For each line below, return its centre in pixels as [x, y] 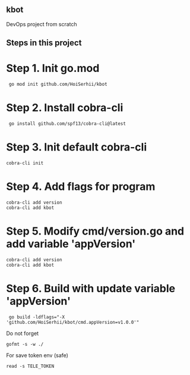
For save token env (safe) [37, 355]
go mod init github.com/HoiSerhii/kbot [58, 85]
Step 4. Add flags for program [81, 187]
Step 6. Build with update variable [91, 289]
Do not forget [23, 333]
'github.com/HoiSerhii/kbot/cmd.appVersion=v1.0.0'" [73, 322]
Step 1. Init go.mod [53, 68]
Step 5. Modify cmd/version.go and [95, 231]
